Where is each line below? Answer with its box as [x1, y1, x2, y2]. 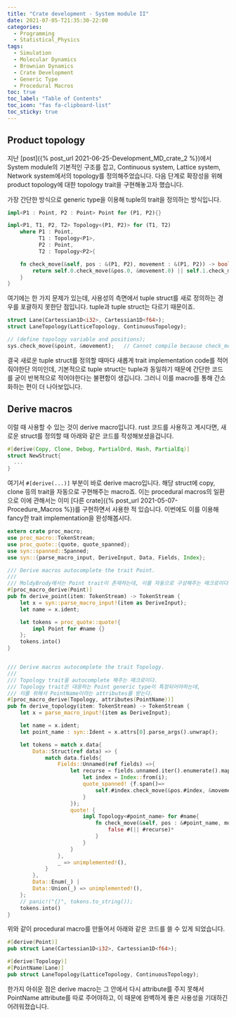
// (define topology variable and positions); [7, 336, 146, 343]
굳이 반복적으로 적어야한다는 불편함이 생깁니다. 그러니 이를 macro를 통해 [14, 373, 213, 382]
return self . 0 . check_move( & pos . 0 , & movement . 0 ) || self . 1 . [32, 267, 209, 274]
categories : [7, 23, 42, 30]
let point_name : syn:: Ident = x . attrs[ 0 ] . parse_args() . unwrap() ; [20, 728, 218, 735]
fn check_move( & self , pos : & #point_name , [95, 820, 221, 827]
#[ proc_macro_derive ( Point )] [7, 586, 93, 594]
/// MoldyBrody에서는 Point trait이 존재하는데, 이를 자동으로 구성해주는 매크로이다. [7, 580, 232, 587]
